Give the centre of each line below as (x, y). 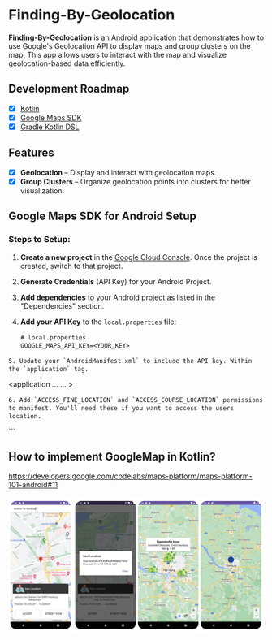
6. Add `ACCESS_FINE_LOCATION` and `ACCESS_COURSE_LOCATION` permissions (136, 400)
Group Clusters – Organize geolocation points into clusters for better (136, 181)
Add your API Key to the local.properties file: (98, 322)
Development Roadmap (69, 89)
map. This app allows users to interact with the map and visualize (118, 54)
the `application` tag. (49, 369)
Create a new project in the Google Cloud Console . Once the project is (139, 257)
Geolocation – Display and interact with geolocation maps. (118, 172)
